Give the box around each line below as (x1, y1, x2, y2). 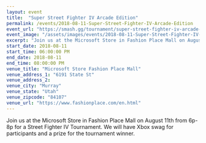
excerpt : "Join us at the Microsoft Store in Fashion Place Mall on (6, 37, 185, 43)
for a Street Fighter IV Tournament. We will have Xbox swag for (14, 123, 174, 130)
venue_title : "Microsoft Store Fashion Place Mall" (6, 65, 141, 72)
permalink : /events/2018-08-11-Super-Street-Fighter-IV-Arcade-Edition (6, 20, 193, 26)
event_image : (6, 32, 40, 38)
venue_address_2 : (6, 77, 51, 83)
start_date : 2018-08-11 (6, 43, 67, 50)
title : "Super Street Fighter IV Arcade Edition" (6, 15, 139, 21)
